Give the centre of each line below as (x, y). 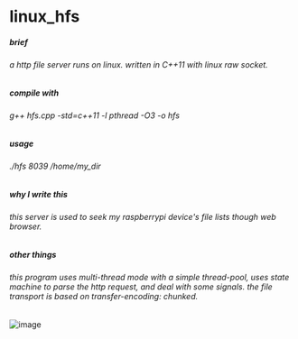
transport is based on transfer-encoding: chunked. (104, 297)
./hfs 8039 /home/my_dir (55, 166)
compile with (34, 93)
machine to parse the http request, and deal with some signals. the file (141, 287)
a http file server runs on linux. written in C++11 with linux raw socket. (139, 65)
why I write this (38, 194)
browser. (26, 226)
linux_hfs (45, 17)
